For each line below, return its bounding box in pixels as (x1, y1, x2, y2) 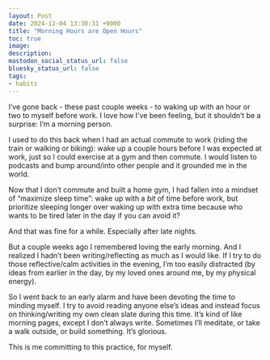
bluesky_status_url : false (8, 65, 99, 73)
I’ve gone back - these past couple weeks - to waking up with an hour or (8, 102, 251, 112)
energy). (8, 276, 37, 286)
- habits (8, 79, 38, 87)
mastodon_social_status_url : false (8, 57, 129, 66)
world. (8, 169, 30, 179)
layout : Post (8, 11, 53, 20)
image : (8, 42, 31, 50)
